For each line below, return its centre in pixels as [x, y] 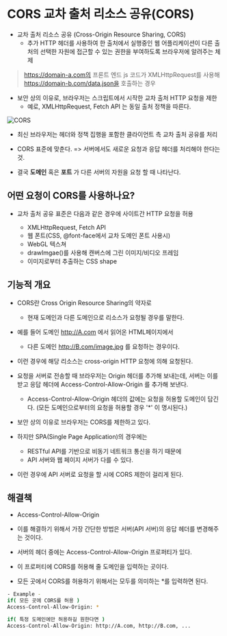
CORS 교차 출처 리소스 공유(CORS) [101, 14]
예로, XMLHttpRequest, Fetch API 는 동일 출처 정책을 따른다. [109, 106]
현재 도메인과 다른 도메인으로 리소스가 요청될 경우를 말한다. [106, 317]
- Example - [24, 594]
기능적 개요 [29, 285]
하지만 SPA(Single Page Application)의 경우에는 [82, 436]
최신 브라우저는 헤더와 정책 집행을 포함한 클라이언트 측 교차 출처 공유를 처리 [117, 134]
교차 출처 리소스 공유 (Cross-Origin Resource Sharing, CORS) [102, 34]
